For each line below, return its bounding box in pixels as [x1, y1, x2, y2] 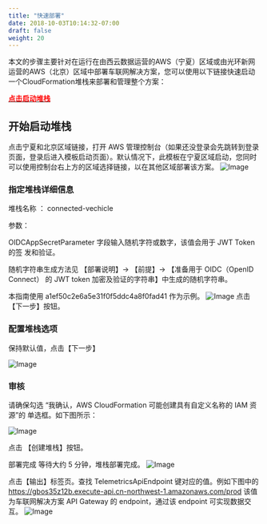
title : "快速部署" [8, 11, 66, 20]
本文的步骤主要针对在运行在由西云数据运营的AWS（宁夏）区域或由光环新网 [8, 57, 256, 66]
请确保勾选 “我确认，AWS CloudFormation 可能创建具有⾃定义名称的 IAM [8, 400, 248, 410]
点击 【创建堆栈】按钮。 [8, 443, 88, 452]
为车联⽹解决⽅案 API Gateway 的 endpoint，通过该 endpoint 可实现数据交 [8, 496, 252, 506]
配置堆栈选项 [8, 324, 58, 335]
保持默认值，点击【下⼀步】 [8, 343, 100, 352]
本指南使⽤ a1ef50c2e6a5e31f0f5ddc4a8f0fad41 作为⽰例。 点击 [8, 292, 251, 301]
